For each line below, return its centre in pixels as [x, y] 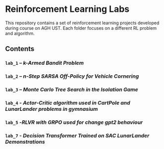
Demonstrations [25, 142]
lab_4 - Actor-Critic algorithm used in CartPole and [68, 103]
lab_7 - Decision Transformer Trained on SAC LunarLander [77, 136]
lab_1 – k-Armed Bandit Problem [45, 63]
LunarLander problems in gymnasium [52, 109]
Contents [20, 49]
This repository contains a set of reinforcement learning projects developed [82, 23]
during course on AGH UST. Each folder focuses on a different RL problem [81, 28]
